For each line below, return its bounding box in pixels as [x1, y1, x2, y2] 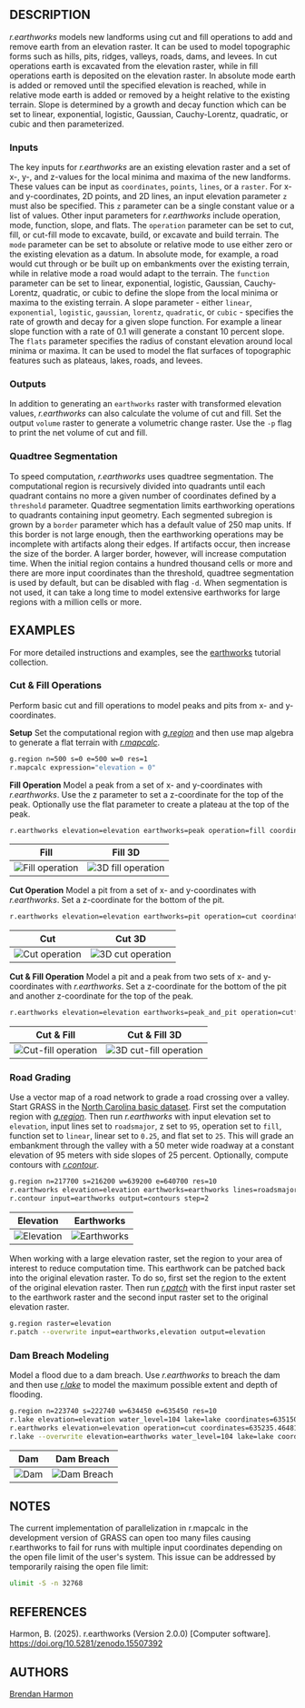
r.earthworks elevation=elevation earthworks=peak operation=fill [9, 826, 266, 835]
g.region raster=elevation [9, 1319, 112, 1329]
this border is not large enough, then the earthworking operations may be [9, 528, 284, 539]
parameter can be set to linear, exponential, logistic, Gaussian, [9, 277, 242, 289]
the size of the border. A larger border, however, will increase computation [9, 548, 288, 558]
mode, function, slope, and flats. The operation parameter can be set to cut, [9, 220, 294, 231]
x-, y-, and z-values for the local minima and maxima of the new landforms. [9, 172, 291, 183]
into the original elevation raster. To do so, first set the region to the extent [9, 1272, 287, 1283]
